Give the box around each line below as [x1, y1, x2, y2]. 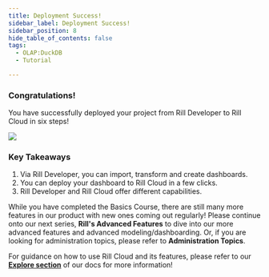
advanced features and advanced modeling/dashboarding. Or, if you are [8, 227, 247, 237]
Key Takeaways [8, 151, 71, 163]
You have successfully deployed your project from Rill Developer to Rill [8, 108, 242, 118]
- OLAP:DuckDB [15, 49, 62, 57]
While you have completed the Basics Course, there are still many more [8, 202, 244, 212]
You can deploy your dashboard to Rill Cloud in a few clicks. [19, 178, 218, 188]
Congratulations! [8, 90, 76, 101]
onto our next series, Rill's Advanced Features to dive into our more [8, 219, 234, 229]
